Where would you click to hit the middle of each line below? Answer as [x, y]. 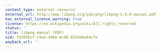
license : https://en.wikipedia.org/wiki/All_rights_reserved [71, 24]
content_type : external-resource [40, 10]
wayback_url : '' [22, 42]
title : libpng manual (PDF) [35, 33]
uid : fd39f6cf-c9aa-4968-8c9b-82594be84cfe [52, 38]
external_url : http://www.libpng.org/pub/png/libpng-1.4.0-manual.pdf [81, 14]
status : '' [17, 28]
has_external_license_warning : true [44, 19]
